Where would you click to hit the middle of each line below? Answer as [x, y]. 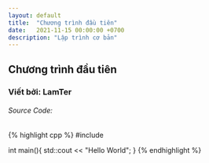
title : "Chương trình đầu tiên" [63, 23]
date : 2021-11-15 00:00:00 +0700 [66, 30]
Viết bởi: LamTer [40, 91]
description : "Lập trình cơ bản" [63, 37]
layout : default [35, 15]
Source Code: [30, 110]
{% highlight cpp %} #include [56, 135]
